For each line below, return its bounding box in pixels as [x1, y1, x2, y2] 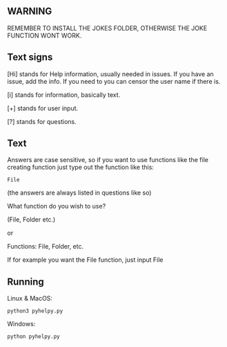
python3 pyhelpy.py [7, 308, 63, 314]
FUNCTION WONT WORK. [7, 31, 82, 39]
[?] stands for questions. [7, 117, 77, 125]
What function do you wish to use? [7, 202, 106, 211]
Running [7, 276, 45, 287]
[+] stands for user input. [7, 104, 79, 112]
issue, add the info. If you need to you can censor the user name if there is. [7, 77, 221, 85]
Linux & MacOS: [7, 294, 53, 303]
